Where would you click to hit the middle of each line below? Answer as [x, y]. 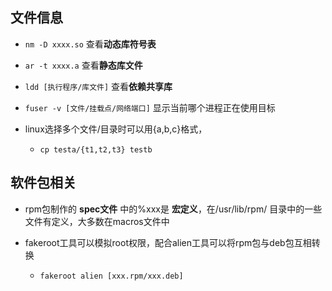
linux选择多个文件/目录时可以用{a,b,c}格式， [116, 129]
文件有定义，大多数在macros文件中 [97, 221]
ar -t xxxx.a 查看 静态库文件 [83, 65]
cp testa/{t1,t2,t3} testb [96, 149]
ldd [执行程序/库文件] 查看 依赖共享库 [98, 86]
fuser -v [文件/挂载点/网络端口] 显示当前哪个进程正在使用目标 [150, 107]
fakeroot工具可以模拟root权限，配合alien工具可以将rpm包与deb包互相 [168, 242]
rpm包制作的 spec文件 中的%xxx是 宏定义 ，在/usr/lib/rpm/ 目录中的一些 [173, 209]
